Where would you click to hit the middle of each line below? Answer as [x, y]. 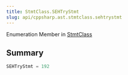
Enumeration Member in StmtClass [49, 34]
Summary [25, 53]
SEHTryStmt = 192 [28, 67]
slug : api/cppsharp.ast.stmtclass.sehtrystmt [64, 17]
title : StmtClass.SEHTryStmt [43, 12]
